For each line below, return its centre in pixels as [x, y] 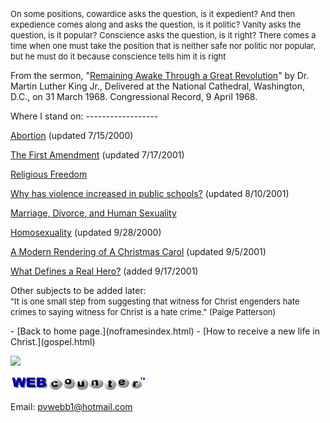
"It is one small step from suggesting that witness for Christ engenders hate [155, 301]
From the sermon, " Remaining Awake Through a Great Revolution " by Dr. [160, 75]
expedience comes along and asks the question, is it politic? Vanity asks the [156, 24]
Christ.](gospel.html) [53, 341]
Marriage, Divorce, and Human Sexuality [93, 213]
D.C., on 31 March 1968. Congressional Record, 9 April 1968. [134, 96]
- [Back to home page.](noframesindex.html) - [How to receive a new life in [165, 331]
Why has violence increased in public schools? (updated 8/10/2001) [150, 193]
